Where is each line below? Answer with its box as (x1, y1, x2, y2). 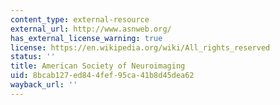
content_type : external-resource (10, 14, 150, 25)
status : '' (10, 52, 56, 62)
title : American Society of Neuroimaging (10, 61, 186, 71)
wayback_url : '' (10, 80, 78, 90)
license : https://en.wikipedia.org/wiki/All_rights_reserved (10, 42, 271, 53)
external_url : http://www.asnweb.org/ (10, 24, 172, 34)
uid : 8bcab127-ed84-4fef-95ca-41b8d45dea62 (10, 71, 195, 81)
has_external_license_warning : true (10, 33, 163, 43)
